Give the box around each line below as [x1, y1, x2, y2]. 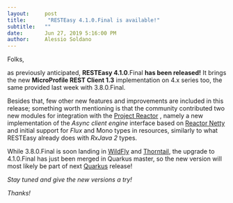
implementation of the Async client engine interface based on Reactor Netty [7, 119, 225, 127]
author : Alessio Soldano [7, 36, 92, 43]
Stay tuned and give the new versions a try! [7, 175, 132, 184]
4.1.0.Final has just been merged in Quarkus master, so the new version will [7, 154, 223, 163]
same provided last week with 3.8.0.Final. [7, 83, 126, 92]
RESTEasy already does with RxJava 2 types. [7, 133, 138, 143]
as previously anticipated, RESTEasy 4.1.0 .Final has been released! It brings [7, 69, 227, 77]
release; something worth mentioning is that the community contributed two [7, 104, 225, 113]
